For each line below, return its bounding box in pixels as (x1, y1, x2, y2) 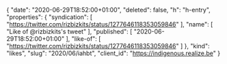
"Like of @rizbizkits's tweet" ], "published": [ (6, 27, 133, 35)
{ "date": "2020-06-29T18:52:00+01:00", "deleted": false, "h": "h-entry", (6, 6, 211, 14)
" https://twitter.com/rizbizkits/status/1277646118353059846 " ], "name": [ (6, 20, 213, 28)
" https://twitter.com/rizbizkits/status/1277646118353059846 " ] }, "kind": (6, 42, 210, 50)
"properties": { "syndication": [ (6, 13, 93, 21)
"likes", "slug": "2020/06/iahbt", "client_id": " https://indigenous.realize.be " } (6, 49, 220, 57)
